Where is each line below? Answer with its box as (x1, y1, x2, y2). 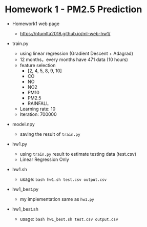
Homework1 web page (12, 20, 60, 27)
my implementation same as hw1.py (19, 196, 94, 202)
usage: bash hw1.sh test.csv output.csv (19, 176, 107, 182)
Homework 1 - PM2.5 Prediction (5, 4, 142, 15)
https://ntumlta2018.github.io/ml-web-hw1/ (19, 30, 111, 36)
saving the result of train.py (19, 131, 80, 137)
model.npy (12, 121, 35, 127)
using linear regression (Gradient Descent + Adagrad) (19, 50, 134, 56)
